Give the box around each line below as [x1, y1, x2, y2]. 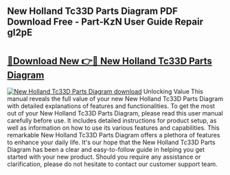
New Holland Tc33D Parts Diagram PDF [7, 5, 179, 17]
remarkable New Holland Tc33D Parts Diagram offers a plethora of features [7, 131, 220, 139]
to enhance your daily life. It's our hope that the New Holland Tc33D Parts [7, 138, 216, 146]
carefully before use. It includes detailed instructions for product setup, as [7, 116, 217, 124]
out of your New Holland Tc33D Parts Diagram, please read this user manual [7, 109, 223, 117]
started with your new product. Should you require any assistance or [7, 153, 201, 161]
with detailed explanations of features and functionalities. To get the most [7, 102, 215, 110]
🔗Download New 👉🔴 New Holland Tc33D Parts [7, 55, 213, 67]
